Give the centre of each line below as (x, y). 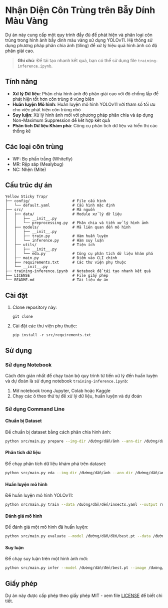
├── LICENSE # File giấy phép (57, 276)
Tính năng (21, 81)
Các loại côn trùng (34, 147)
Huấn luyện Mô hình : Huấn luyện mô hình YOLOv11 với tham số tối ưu (84, 104)
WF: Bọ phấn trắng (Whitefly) (42, 159)
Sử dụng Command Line (35, 409)
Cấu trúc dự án (29, 185)
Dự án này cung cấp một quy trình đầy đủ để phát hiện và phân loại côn (79, 35)
